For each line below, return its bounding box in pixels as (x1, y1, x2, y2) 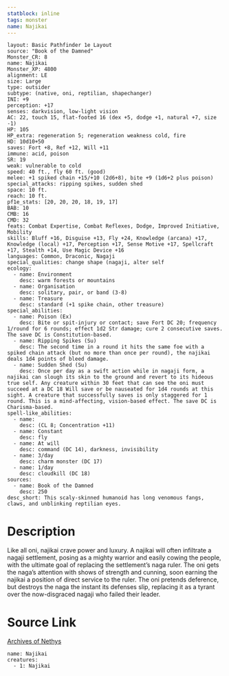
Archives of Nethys (7, 637, 62, 646)
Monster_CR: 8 (7, 54, 48, 61)
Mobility (7, 229, 32, 236)
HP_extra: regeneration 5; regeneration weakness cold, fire (7, 132, 186, 139)
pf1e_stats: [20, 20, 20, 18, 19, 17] (7, 199, 118, 206)
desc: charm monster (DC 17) (19, 458, 103, 466)
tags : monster (7, 17, 48, 23)
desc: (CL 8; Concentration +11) (19, 422, 116, 429)
